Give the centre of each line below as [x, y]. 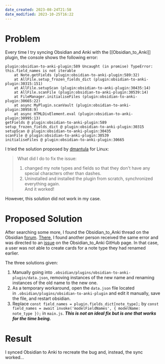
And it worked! [39, 189]
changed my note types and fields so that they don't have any [87, 168]
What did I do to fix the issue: [47, 159]
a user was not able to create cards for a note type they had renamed [76, 248]
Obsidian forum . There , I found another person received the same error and [82, 238]
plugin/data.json [30, 278]
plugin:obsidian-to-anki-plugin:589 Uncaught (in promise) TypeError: [79, 67]
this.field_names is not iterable [41, 71]
